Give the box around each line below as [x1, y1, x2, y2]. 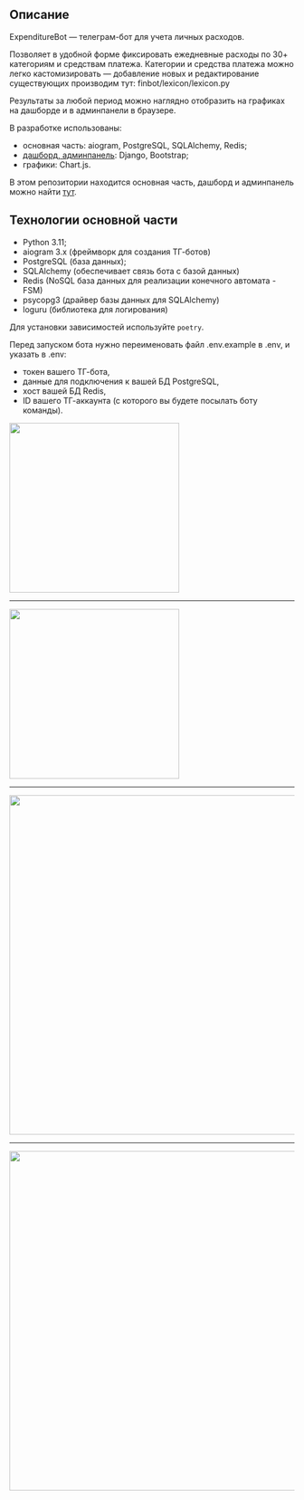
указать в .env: [9, 349, 67, 359]
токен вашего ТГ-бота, [22, 366, 110, 377]
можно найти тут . [9, 186, 77, 197]
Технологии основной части [9, 213, 178, 228]
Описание [9, 7, 70, 23]
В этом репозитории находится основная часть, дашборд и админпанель [9, 177, 294, 187]
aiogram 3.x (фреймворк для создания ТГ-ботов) [22, 246, 211, 257]
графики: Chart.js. [22, 158, 91, 170]
